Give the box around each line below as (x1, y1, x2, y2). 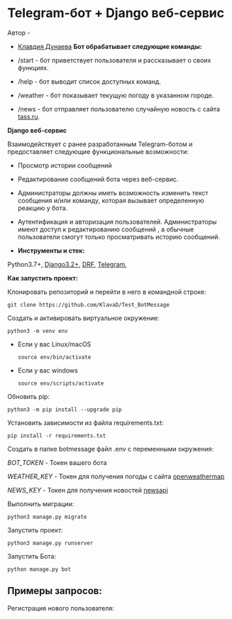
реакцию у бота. (17, 204, 68, 212)
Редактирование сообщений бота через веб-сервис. (17, 175, 179, 183)
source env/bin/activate (17, 354, 92, 361)
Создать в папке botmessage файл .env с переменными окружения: (7, 444, 214, 453)
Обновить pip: (7, 392, 50, 400)
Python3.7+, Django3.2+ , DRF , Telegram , (7, 260, 128, 268)
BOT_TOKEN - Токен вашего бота (7, 458, 108, 466)
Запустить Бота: (7, 552, 57, 560)
